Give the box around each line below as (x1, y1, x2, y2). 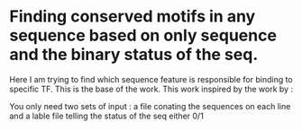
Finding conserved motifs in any (9, 6, 256, 27)
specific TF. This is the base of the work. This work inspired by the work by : (9, 83, 294, 94)
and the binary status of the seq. (9, 45, 259, 65)
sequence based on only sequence (9, 25, 278, 46)
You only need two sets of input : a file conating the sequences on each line (9, 100, 291, 111)
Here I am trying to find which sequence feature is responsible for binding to (9, 74, 293, 84)
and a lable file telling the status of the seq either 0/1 (9, 110, 205, 121)
